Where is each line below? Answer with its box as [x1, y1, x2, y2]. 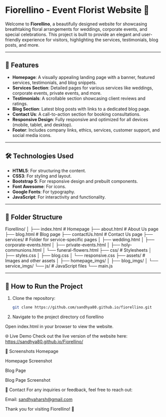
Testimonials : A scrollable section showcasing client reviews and [12, 95, 146, 101]
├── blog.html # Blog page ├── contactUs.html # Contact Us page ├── [5, 231, 153, 237]
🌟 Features [5, 61, 39, 69]
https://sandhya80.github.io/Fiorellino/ [5, 339, 83, 345]
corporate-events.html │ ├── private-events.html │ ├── [5, 242, 121, 248]
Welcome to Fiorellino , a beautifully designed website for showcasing [5, 21, 147, 27]
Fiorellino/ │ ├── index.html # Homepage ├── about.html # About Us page [5, 226, 159, 232]
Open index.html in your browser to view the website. [5, 324, 114, 330]
